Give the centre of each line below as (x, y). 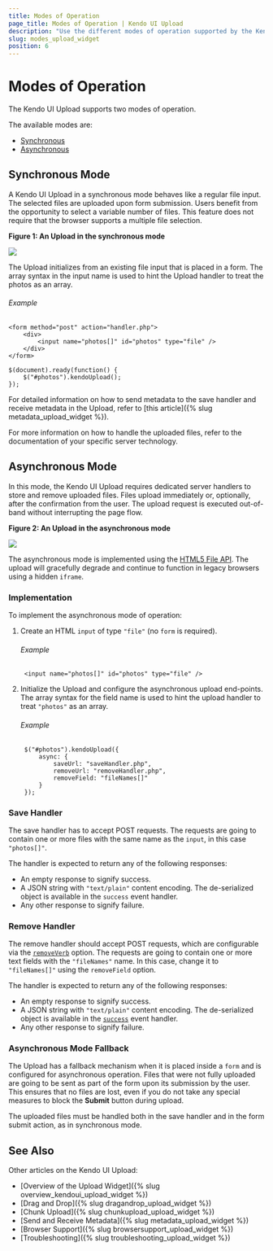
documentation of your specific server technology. (93, 441)
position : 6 (28, 46)
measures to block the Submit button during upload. (96, 1100)
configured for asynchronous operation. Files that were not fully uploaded (132, 1074)
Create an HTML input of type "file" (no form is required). (119, 631)
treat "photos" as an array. (64, 706)
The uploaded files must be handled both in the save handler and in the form (136, 1117)
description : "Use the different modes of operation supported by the (130, 31)
